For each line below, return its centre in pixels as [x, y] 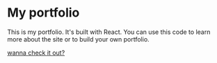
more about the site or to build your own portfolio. [78, 39]
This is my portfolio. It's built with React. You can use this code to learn [109, 32]
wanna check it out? [36, 53]
